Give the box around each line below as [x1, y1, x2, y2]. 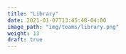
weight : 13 [7, 29, 40, 37]
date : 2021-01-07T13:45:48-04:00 [7, 17, 107, 24]
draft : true [7, 36, 43, 43]
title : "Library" [7, 10, 59, 18]
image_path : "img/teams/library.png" [7, 23, 120, 30]
